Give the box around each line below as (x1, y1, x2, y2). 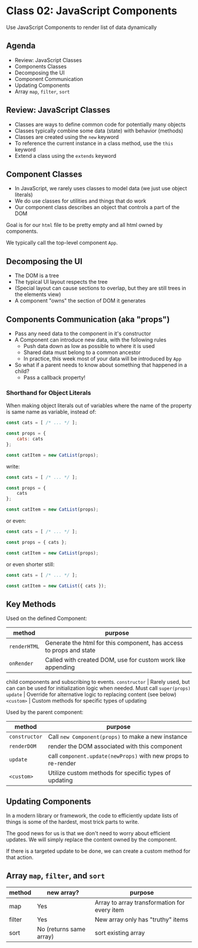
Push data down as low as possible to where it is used (23, 343, 155, 349)
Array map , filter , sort (14, 87, 70, 95)
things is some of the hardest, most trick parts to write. (6, 819, 140, 826)
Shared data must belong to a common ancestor (23, 349, 141, 356)
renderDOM (9, 743, 37, 750)
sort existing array (94, 928, 146, 937)
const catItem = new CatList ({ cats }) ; (6, 583, 107, 589)
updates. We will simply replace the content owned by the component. (6, 836, 177, 843)
